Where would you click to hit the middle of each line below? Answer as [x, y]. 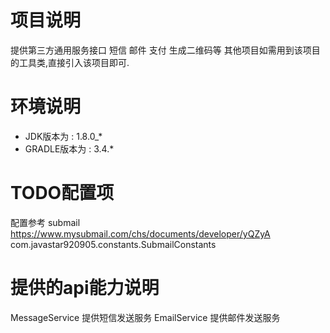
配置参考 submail [45, 222]
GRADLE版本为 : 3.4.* [69, 148]
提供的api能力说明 [85, 288]
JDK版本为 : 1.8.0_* [63, 136]
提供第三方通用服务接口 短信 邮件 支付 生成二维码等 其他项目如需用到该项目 [165, 50]
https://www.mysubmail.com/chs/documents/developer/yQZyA [140, 233]
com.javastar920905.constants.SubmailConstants [113, 244]
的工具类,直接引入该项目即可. [70, 62]
